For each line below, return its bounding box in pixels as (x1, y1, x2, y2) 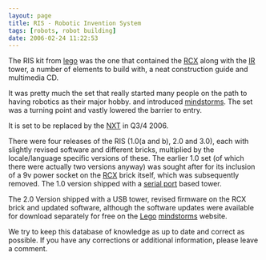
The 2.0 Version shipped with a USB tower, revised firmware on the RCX (8, 194, 247, 204)
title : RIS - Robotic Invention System (8, 19, 142, 27)
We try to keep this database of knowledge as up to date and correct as (8, 227, 245, 237)
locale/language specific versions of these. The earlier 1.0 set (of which (8, 154, 244, 163)
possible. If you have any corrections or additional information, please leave (8, 235, 259, 245)
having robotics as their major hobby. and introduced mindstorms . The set (8, 97, 253, 106)
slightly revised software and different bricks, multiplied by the (8, 145, 215, 154)
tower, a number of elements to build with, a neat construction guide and (8, 65, 248, 74)
